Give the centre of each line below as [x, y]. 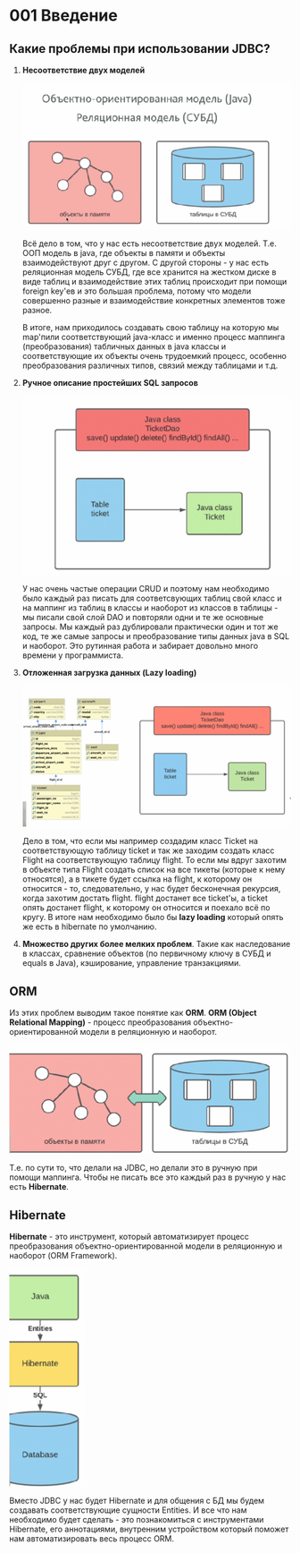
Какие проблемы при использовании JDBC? [140, 49]
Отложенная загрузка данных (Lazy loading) [109, 672]
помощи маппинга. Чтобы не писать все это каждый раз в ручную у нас [148, 1177]
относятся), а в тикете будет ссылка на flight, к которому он [137, 879]
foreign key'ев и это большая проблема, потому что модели [137, 291]
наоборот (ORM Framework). [63, 1256]
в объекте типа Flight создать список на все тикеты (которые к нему [154, 870]
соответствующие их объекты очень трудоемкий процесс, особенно [154, 356]
